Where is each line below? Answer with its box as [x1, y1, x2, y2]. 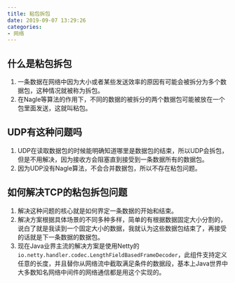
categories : [7, 23, 42, 30]
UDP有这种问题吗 [7, 126, 83, 138]
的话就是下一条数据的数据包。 [17, 232, 104, 241]
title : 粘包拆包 [7, 10, 51, 18]
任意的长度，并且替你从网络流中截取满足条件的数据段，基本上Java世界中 [17, 259, 229, 268]
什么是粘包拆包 [7, 58, 72, 70]
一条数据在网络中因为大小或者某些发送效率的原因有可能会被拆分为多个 [17, 78, 221, 86]
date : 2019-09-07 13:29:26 [7, 17, 86, 24]
